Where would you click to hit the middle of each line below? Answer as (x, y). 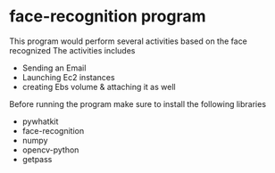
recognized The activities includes (72, 50)
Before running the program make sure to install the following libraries (137, 103)
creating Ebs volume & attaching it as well (99, 86)
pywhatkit (40, 121)
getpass (37, 159)
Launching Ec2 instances (68, 77)
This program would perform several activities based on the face (129, 41)
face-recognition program (108, 16)
